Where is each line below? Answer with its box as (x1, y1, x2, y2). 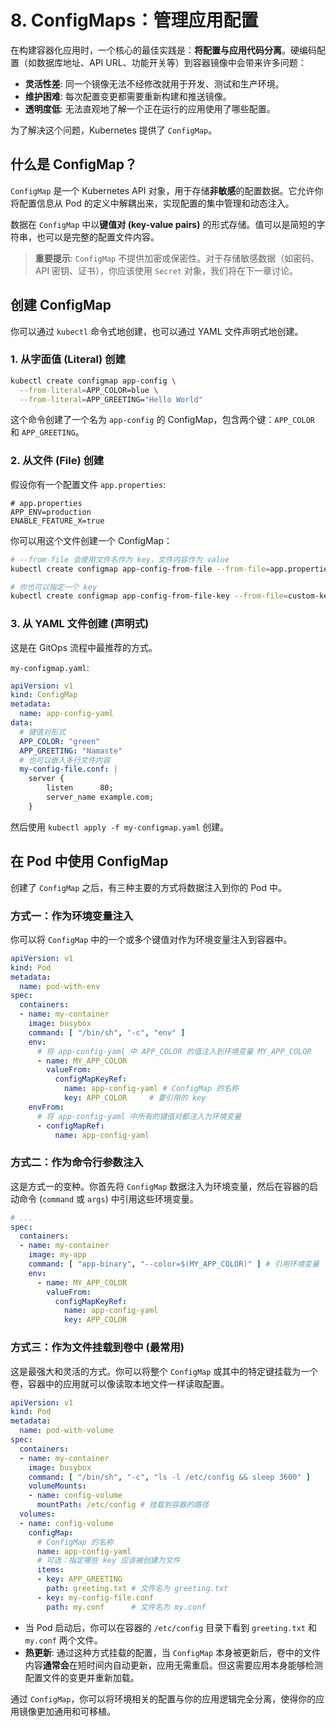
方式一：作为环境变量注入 (10, 909, 134, 923)
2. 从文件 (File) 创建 (10, 454, 105, 468)
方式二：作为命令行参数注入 (10, 1156, 144, 1170)
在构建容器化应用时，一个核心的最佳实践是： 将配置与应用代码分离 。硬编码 (10, 44, 317, 56)
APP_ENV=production (10, 507, 92, 517)
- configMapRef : (36, 1121, 105, 1131)
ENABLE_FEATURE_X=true (10, 516, 105, 526)
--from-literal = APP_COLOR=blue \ (19, 385, 159, 395)
